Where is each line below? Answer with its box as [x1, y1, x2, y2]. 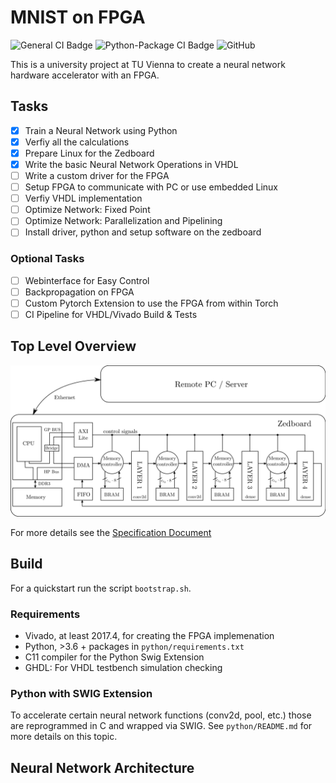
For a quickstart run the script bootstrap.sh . [10, 582, 192, 594]
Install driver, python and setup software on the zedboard [24, 226, 262, 238]
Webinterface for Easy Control [24, 274, 150, 286]
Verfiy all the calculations [24, 136, 130, 148]
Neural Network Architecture [10, 759, 195, 776]
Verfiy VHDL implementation [24, 192, 143, 205]
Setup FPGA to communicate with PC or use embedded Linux [24, 181, 278, 193]
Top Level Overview [10, 338, 137, 355]
